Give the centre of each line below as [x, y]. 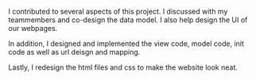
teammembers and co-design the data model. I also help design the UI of [128, 20]
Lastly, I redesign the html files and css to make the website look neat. [123, 67]
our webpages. [33, 28]
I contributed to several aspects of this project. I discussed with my [118, 11]
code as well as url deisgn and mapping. [74, 52]
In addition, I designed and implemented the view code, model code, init [126, 44]
